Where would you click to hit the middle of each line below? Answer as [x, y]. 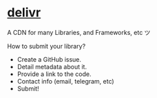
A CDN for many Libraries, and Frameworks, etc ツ [79, 32]
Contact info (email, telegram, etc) [66, 81]
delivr [24, 13]
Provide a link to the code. [54, 74]
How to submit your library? [46, 46]
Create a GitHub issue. [49, 59]
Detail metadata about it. [52, 66]
